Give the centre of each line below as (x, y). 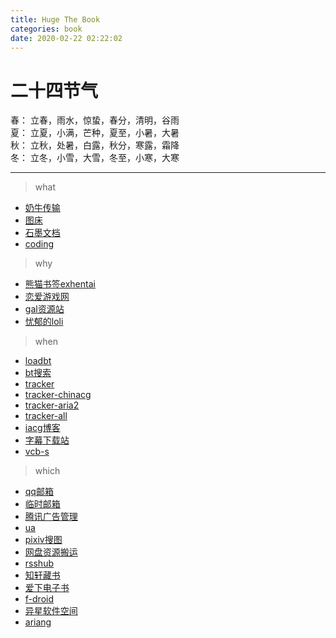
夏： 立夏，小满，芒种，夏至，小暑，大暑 (95, 133)
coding (39, 244)
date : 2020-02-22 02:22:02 (66, 38)
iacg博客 (42, 428)
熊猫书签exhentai (60, 284)
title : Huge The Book (55, 19)
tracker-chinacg (58, 395)
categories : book (46, 29)
